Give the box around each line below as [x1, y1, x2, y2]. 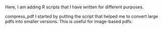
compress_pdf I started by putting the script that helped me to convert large [5, 14, 158, 19]
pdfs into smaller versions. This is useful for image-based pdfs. [5, 19, 133, 24]
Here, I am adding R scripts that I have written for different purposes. [5, 4, 144, 10]
